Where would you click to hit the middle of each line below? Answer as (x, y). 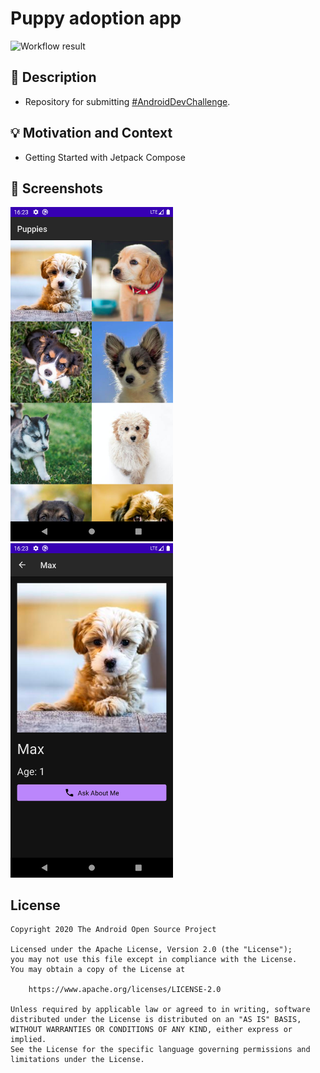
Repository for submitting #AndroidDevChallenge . (127, 101)
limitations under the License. (77, 1060)
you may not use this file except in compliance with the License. (154, 960)
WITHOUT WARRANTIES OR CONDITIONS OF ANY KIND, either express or (151, 1030)
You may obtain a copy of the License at (98, 970)
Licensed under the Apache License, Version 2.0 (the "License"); (151, 950)
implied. (28, 1040)
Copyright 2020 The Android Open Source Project (113, 930)
